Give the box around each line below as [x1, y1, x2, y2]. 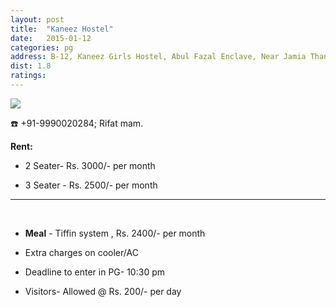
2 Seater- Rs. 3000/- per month [24, 159, 156, 171]
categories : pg [10, 42, 74, 53]
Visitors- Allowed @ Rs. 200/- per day [24, 285, 182, 297]
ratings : [10, 71, 47, 81]
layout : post [10, 14, 65, 25]
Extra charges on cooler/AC [24, 246, 139, 258]
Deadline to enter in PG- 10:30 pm [24, 266, 165, 278]
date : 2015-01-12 [10, 33, 92, 43]
